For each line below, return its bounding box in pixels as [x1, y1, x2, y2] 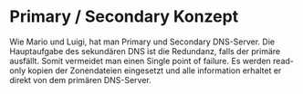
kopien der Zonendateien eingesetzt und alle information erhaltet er [26, 65, 282, 76]
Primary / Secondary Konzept [9, 6, 239, 27]
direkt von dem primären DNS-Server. [9, 74, 152, 85]
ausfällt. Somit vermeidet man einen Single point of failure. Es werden [9, 55, 271, 66]
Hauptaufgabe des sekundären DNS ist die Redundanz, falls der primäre [9, 45, 281, 56]
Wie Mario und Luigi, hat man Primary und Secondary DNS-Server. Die [9, 36, 276, 47]
